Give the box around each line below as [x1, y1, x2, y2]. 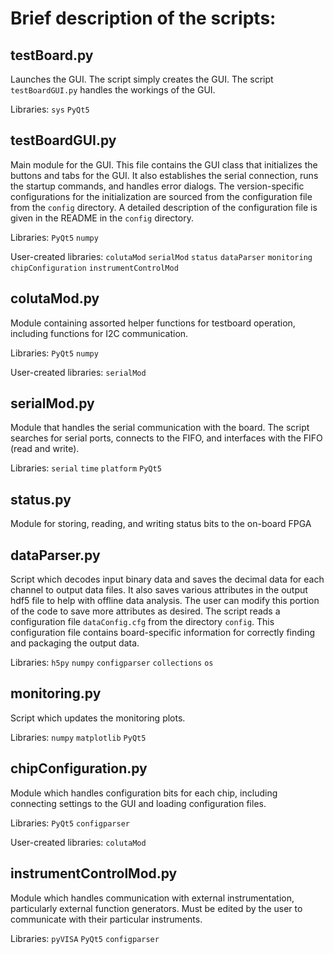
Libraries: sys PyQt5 [10, 103, 90, 115]
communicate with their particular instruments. [10, 913, 203, 925]
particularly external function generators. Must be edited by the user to [10, 902, 303, 914]
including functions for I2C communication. [10, 327, 189, 339]
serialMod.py [10, 395, 95, 412]
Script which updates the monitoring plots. [10, 712, 186, 724]
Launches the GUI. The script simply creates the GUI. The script [10, 73, 274, 85]
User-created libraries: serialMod [10, 366, 147, 378]
